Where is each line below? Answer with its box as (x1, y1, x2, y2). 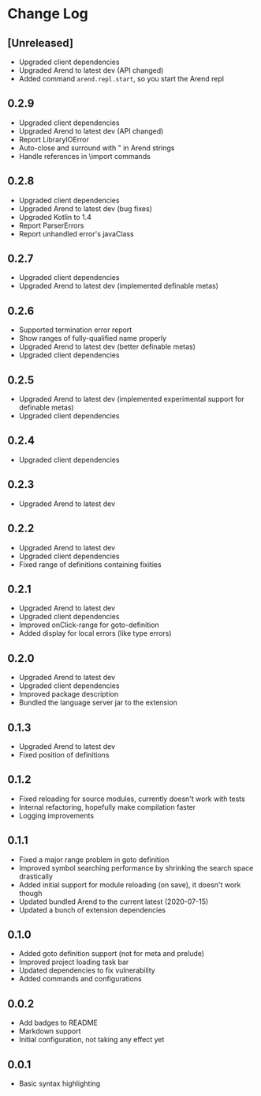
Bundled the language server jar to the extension (18, 697, 178, 708)
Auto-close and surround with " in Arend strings (18, 143, 175, 153)
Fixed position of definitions (18, 750, 110, 759)
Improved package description (18, 690, 119, 699)
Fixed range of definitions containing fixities (18, 559, 162, 569)
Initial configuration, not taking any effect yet (18, 1035, 165, 1045)
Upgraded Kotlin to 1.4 (18, 212, 92, 221)
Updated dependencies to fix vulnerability (18, 966, 155, 975)
